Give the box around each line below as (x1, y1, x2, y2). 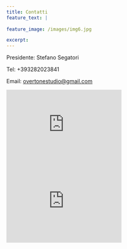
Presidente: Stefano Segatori (6, 54, 79, 61)
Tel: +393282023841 (6, 65, 60, 73)
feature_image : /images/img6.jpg (6, 26, 92, 32)
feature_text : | (6, 15, 48, 21)
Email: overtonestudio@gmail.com (6, 78, 93, 85)
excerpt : (6, 37, 29, 43)
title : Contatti (6, 9, 48, 15)
